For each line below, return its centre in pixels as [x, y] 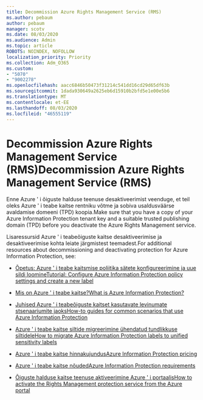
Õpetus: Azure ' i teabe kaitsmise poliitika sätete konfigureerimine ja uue [105, 268]
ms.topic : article [29, 46]
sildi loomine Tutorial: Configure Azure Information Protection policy [99, 275]
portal [22, 390]
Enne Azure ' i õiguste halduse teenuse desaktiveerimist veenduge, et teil [98, 199]
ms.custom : [20, 68]
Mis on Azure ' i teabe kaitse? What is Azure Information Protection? [99, 293]
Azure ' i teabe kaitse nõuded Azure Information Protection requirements [105, 366]
